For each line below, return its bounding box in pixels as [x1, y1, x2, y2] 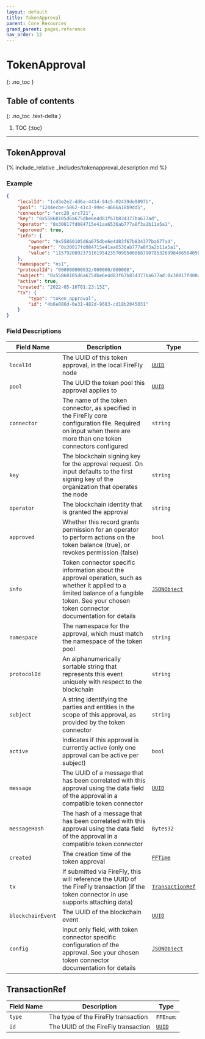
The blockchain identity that [62, 500, 142, 508]
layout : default [6, 9, 48, 15]
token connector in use [62, 890, 128, 898]
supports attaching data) [62, 898, 133, 906]
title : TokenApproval [6, 15, 62, 21]
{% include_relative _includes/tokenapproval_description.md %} [6, 163, 167, 171]
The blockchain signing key [62, 452, 141, 460]
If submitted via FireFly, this [62, 867, 142, 876]
